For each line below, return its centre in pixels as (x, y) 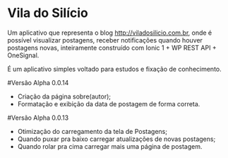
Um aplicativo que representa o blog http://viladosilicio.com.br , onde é (110, 33)
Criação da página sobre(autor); (64, 96)
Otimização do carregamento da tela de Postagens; (92, 131)
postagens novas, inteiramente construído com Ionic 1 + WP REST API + (112, 47)
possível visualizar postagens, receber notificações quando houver (105, 40)
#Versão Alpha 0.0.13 (38, 118)
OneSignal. (23, 55)
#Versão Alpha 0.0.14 (38, 82)
